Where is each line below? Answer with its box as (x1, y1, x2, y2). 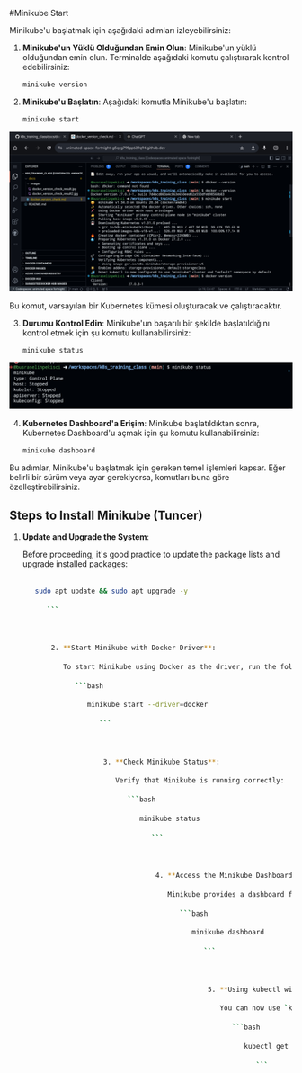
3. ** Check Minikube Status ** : (102, 757, 220, 766)
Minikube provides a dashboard (167, 890, 285, 899)
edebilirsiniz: (22, 62, 70, 72)
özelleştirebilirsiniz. (9, 481, 81, 493)
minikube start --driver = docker (86, 701, 209, 710)
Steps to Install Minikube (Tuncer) (9, 507, 203, 523)
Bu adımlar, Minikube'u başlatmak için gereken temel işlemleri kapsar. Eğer (9, 462, 286, 473)
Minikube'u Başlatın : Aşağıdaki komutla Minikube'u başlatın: (22, 96, 247, 107)
